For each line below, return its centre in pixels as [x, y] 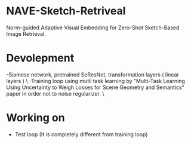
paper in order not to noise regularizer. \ [55, 93]
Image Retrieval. [26, 33]
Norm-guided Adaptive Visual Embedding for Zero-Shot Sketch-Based [93, 27]
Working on [36, 118]
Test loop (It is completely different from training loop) [81, 134]
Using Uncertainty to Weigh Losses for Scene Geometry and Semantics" [95, 87]
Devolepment [40, 58]
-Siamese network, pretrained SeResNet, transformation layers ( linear [93, 74]
